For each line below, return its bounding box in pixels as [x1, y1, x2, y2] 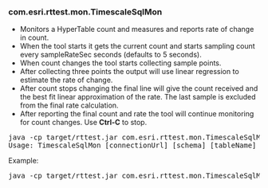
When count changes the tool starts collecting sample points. [19, 58, 222, 68]
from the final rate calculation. [19, 100, 119, 110]
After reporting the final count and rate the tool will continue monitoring [19, 109, 254, 119]
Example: [8, 156, 39, 166]
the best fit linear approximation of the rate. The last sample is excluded [19, 92, 256, 102]
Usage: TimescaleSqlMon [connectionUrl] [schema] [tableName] [8, 141, 257, 150]
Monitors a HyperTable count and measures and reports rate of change [19, 25, 254, 34]
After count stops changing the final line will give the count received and [19, 84, 258, 93]
